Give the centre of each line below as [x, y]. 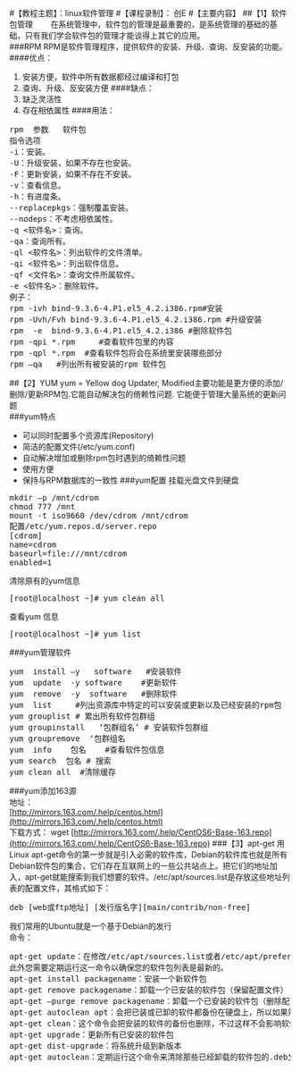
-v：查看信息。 [37, 186]
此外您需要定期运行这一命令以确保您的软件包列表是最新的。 [119, 968]
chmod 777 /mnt [42, 506]
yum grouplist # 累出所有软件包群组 [82, 717]
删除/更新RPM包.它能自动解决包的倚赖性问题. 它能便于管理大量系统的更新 [144, 394]
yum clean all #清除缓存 [62, 772]
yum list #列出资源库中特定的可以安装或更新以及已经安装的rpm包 [146, 705]
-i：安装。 [30, 152]
